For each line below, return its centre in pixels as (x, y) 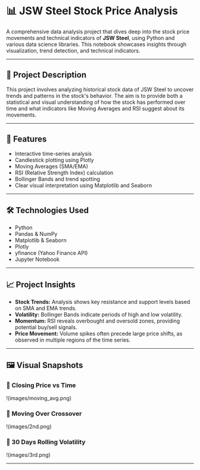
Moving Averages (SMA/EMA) (51, 166)
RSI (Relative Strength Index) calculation (64, 173)
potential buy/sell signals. (46, 327)
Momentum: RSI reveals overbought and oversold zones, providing (97, 321)
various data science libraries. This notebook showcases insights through (96, 44)
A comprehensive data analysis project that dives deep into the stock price (98, 31)
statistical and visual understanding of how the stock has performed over (96, 102)
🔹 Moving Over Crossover (44, 413)
